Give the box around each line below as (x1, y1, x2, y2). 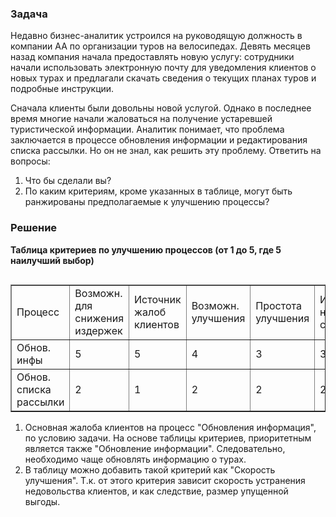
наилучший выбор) (10, 254, 95, 266)
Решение (10, 221, 58, 235)
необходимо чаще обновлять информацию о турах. (24, 453, 247, 465)
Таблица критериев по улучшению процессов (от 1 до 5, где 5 (10, 243, 282, 256)
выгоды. (24, 495, 61, 507)
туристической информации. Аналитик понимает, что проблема (10, 123, 285, 136)
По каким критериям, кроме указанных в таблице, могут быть (24, 185, 293, 197)
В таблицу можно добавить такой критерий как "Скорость (24, 463, 276, 476)
